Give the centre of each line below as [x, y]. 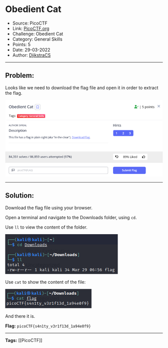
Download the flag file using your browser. [49, 208]
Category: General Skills [37, 39]
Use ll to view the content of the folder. [46, 227]
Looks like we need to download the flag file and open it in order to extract [82, 88]
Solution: [19, 196]
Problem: [20, 75]
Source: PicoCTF [30, 23]
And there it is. [20, 316]
